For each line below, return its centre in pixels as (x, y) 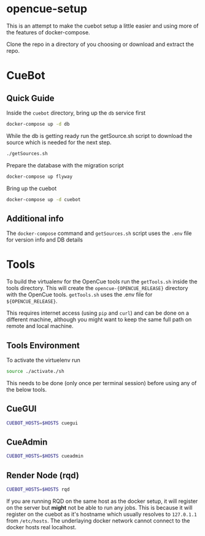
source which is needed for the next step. (59, 142)
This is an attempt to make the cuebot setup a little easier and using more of (102, 26)
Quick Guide (30, 98)
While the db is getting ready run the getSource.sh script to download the (99, 136)
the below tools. (27, 389)
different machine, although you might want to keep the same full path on (99, 320)
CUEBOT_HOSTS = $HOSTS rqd (38, 489)
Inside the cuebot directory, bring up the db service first (76, 113)
